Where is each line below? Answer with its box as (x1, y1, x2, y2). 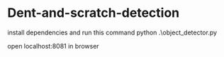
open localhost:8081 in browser (7, 42, 99, 50)
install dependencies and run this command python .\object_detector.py (7, 28, 218, 37)
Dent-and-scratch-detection (7, 5, 179, 21)
